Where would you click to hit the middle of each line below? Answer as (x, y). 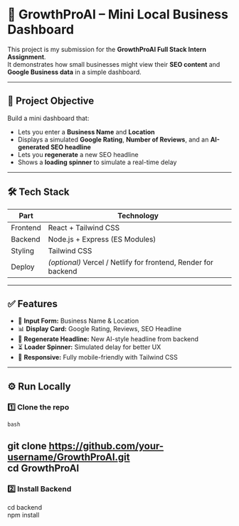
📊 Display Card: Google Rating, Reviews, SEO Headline (100, 329)
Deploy (23, 267)
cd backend (25, 507)
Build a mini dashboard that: (48, 118)
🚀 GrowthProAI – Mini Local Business (118, 15)
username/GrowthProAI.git (69, 457)
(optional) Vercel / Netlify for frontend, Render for (131, 262)
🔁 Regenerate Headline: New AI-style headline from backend (108, 339)
